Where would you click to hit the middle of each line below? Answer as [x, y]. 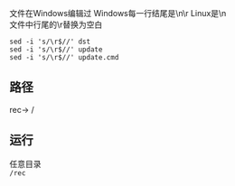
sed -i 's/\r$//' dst [50, 42]
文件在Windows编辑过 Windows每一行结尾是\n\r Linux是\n [118, 13]
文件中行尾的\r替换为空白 [56, 24]
